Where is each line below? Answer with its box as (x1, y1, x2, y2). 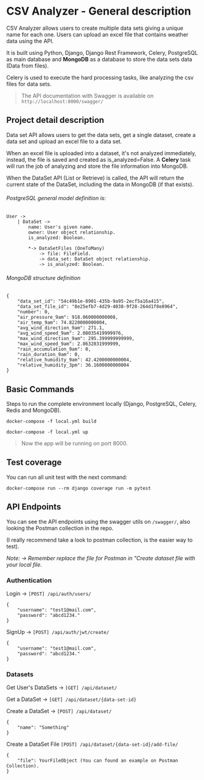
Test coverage (6, 458, 62, 468)
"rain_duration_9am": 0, (17, 352, 80, 358)
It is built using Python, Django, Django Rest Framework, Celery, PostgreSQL (6, 49, 198, 56)
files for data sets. (6, 80, 52, 88)
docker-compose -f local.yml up (6, 429, 88, 435)
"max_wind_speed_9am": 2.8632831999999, (17, 341, 121, 347)
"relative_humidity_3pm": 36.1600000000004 (17, 362, 130, 369)
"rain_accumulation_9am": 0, (17, 346, 91, 352)
